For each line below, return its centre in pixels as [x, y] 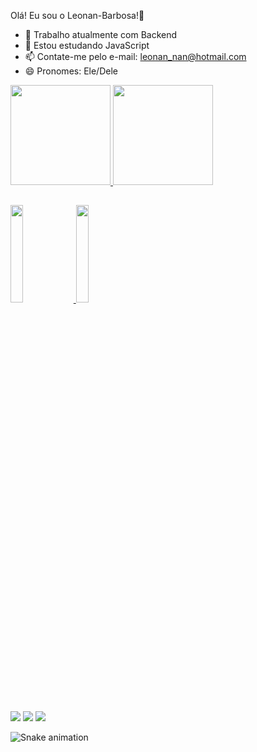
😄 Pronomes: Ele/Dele [71, 71]
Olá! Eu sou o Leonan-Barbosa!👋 [77, 15]
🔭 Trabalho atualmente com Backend [101, 34]
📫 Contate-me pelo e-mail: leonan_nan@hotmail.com [135, 56]
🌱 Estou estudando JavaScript [87, 45]
